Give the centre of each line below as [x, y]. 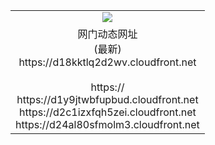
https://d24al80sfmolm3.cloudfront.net [107, 124]
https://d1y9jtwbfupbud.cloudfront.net [107, 99]
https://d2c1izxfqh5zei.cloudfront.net [108, 112]
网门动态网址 [107, 34]
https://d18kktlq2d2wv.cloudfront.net [107, 62]
